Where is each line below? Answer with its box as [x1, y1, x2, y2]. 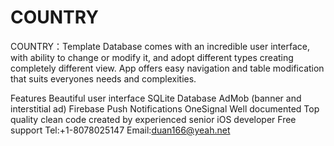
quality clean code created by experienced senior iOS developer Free [10, 113, 297, 125]
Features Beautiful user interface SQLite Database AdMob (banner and [10, 92, 302, 104]
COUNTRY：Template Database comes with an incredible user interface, [10, 40, 310, 52]
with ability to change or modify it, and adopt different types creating [10, 51, 294, 63]
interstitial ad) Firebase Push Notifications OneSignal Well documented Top [10, 102, 320, 115]
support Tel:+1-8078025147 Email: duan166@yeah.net [10, 124, 231, 136]
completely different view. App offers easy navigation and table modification [10, 62, 325, 74]
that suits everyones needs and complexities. [10, 72, 197, 85]
